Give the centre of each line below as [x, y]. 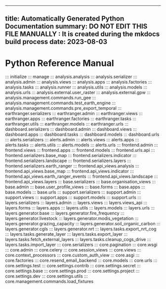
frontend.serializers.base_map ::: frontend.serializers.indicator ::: [71, 156]
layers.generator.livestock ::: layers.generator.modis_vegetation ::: [72, 218]
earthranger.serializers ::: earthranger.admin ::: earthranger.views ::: [74, 114]
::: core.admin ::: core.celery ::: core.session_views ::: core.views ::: [73, 250]
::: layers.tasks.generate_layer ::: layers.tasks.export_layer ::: [66, 234]
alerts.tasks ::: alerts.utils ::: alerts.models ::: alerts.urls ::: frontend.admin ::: [82, 145]
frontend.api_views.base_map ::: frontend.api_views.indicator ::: [70, 171]
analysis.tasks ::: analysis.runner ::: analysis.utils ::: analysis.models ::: [76, 87]
